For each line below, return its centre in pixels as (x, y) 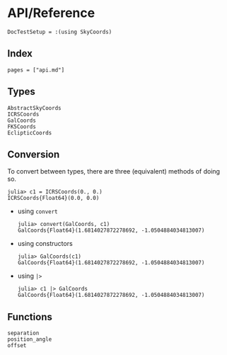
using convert (37, 211)
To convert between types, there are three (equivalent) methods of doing (114, 171)
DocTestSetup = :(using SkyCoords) (60, 32)
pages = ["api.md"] (36, 70)
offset (17, 346)
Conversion (34, 154)
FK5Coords (22, 126)
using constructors (45, 244)
